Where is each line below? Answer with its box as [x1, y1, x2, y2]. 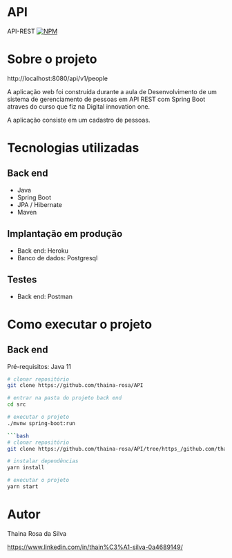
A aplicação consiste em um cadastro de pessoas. [7, 116, 151, 124]
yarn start [7, 483, 39, 490]
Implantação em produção [7, 228, 123, 240]
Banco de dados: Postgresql [17, 253, 98, 262]
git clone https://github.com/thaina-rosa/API [7, 382, 144, 389]
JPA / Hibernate [17, 200, 63, 208]
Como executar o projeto [7, 316, 153, 332]
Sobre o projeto [7, 51, 97, 67]
